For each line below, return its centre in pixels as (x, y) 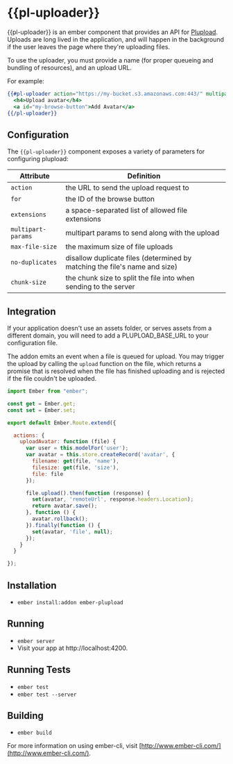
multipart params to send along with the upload (143, 233)
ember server (36, 641)
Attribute (35, 176)
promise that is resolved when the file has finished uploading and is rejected (116, 371)
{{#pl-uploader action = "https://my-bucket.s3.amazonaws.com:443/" (105, 94)
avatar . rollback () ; (60, 519)
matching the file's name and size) (122, 267)
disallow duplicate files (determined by (129, 258)
